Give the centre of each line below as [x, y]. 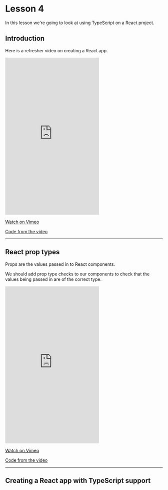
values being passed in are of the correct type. [53, 279]
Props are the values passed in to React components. [60, 264]
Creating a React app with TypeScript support [78, 480]
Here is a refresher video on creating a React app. [57, 50]
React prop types [32, 252]
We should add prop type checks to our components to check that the [77, 274]
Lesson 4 [25, 9]
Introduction [25, 38]
